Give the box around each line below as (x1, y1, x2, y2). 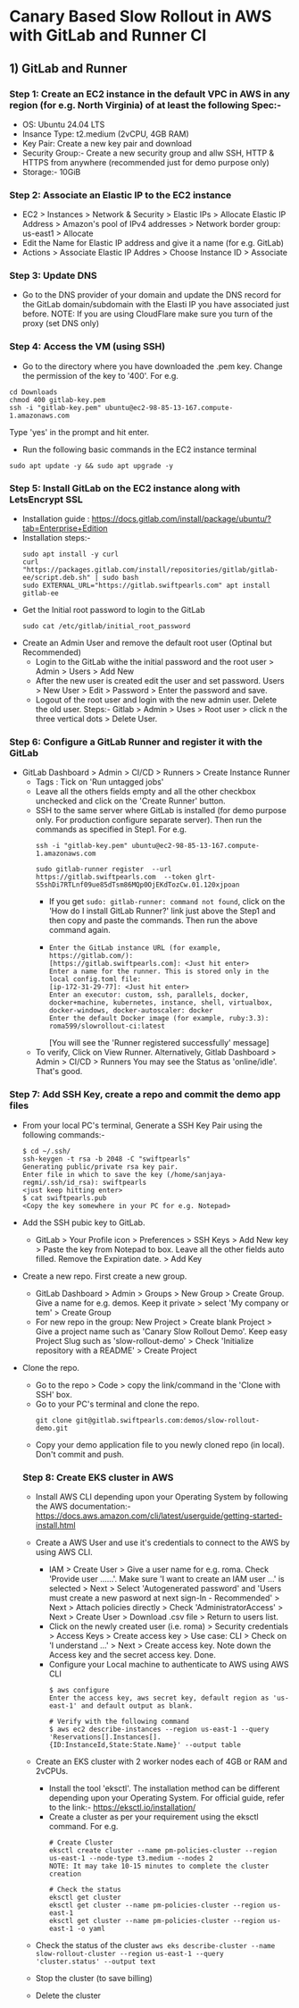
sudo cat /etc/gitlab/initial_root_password (21, 622, 191, 631)
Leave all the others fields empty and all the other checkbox (35, 786, 256, 797)
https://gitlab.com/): (48, 952, 134, 961)
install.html (35, 1519, 76, 1530)
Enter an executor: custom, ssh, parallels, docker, (48, 990, 250, 1000)
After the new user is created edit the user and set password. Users (35, 676, 285, 686)
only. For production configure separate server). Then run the (35, 815, 262, 826)
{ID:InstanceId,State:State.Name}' (48, 1740, 181, 1749)
